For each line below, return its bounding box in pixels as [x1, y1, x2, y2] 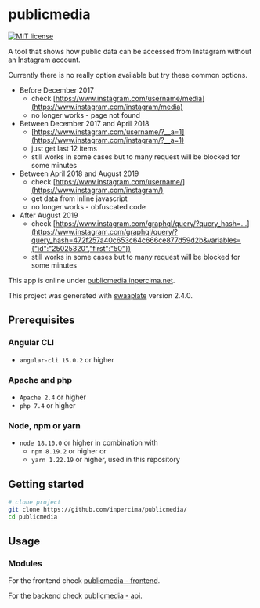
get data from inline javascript [31, 194, 128, 203]
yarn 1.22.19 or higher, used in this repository [31, 455, 180, 464]
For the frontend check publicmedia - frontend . [8, 576, 161, 585]
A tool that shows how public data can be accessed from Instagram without [8, 46, 252, 56]
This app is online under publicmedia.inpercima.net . [8, 275, 175, 285]
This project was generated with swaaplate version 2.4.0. [8, 290, 193, 300]
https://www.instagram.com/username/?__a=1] [34, 127, 185, 137]
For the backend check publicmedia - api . [8, 591, 143, 601]
